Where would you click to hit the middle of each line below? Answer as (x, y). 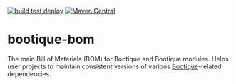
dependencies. (29, 73)
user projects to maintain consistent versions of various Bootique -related (115, 66)
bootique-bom (51, 40)
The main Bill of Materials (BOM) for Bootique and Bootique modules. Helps (118, 59)
